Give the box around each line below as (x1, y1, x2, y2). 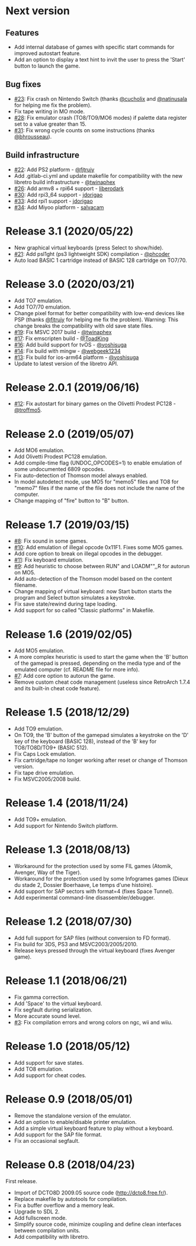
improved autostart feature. (14, 50, 81, 57)
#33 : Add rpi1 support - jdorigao (14, 197, 93, 204)
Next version (5, 4, 70, 18)
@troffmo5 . (14, 406, 42, 414)
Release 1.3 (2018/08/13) (5, 843, 131, 857)
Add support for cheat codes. (14, 1071, 86, 1079)
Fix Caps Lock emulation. (14, 751, 76, 758)
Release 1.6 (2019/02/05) (5, 627, 133, 641)
